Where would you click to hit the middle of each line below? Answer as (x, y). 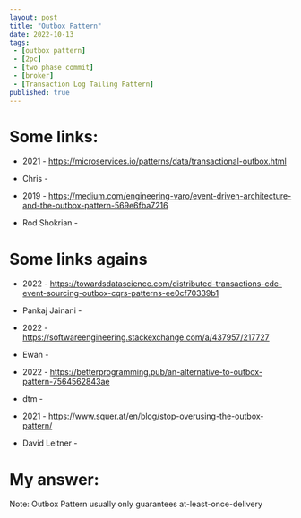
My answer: (55, 479)
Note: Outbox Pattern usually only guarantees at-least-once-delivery (136, 504)
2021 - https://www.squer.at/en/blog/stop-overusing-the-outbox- (143, 416)
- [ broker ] (33, 76)
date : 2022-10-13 (42, 34)
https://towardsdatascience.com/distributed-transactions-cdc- (166, 284)
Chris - (35, 179)
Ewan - (35, 355)
